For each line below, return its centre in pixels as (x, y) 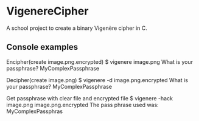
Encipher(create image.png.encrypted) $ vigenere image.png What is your (100, 61)
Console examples (42, 47)
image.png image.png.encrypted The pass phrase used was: (83, 105)
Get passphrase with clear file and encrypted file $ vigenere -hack (90, 98)
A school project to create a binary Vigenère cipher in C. (77, 28)
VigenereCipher (47, 11)
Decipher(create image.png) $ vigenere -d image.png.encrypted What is (97, 80)
